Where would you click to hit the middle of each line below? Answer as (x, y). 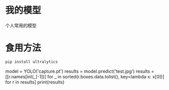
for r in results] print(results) (35, 82)
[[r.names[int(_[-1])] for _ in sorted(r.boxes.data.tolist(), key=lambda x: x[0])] (85, 76)
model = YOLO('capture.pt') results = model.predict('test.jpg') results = (80, 71)
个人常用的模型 (21, 25)
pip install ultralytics (32, 62)
